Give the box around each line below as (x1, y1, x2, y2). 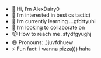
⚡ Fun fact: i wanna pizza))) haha (11, 45, 92, 52)
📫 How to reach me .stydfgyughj (11, 31, 92, 37)
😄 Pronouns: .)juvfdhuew (11, 39, 74, 46)
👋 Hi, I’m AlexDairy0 (11, 6, 60, 12)
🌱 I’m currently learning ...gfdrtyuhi (11, 18, 96, 24)
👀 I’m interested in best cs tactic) (11, 12, 91, 19)
